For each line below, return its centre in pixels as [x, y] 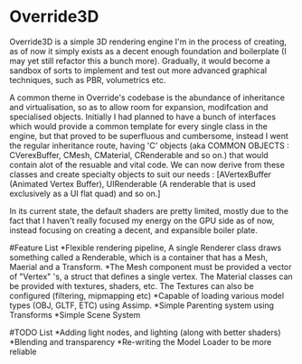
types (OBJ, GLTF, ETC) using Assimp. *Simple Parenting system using [142, 305]
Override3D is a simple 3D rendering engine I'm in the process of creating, [148, 42]
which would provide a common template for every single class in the [139, 126]
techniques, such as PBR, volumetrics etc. [88, 79]
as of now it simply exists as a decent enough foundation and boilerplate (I [148, 51]
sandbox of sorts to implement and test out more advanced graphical [138, 70]
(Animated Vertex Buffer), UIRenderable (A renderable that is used [132, 183]
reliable [23, 351]
